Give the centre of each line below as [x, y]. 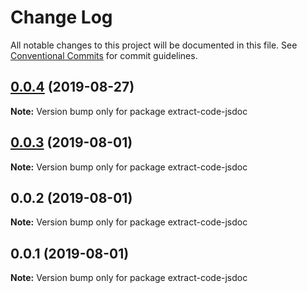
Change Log [61, 17]
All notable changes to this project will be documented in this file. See [154, 45]
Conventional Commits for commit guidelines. [104, 55]
